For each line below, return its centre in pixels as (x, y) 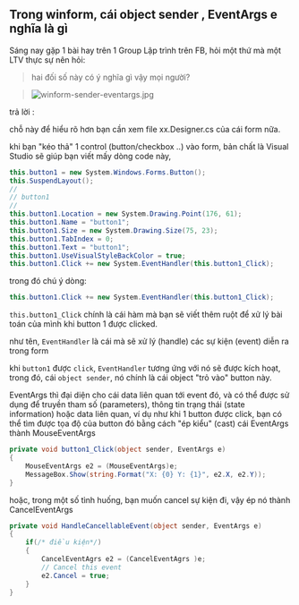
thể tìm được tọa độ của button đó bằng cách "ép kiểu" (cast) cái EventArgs (149, 423)
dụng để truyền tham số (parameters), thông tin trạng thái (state (128, 405)
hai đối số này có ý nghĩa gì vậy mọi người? (111, 77)
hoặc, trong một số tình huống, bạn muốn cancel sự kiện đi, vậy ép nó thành (150, 499)
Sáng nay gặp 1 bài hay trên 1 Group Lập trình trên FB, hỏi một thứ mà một (145, 50)
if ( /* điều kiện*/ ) (64, 542)
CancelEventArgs (41, 509)
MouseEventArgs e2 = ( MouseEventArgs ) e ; (102, 466)
